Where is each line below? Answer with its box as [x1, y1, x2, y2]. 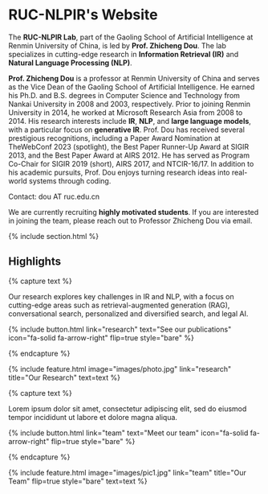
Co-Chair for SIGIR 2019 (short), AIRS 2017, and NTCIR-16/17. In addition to [8, 158, 254, 168]
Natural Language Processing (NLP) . [8, 58, 132, 68]
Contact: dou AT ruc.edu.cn [8, 191, 100, 201]
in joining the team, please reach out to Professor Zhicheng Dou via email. [8, 216, 253, 225]
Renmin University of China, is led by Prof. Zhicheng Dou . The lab [8, 40, 227, 50]
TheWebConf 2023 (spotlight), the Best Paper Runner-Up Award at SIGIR [8, 142, 250, 151]
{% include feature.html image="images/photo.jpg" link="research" [8, 364, 232, 373]
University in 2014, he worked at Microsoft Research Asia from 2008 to [8, 107, 243, 117]
